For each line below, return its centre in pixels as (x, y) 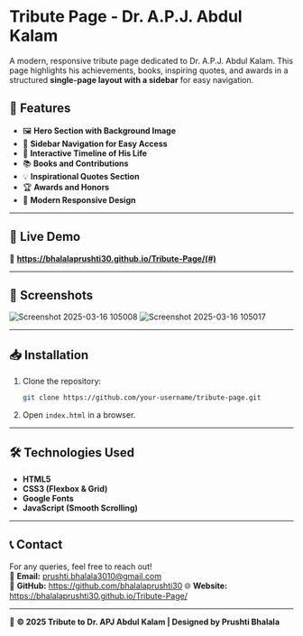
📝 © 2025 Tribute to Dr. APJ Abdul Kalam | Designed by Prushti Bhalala (145, 622)
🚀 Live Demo (45, 237)
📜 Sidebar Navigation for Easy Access (95, 143)
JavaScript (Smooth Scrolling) (80, 508)
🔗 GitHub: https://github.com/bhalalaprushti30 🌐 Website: (119, 585)
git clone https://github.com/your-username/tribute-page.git (142, 398)
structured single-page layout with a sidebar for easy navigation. (132, 79)
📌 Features (40, 109)
